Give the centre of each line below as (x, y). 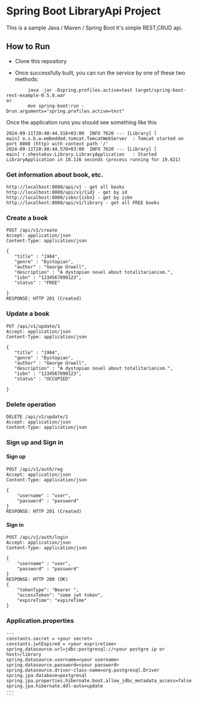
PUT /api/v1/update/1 (33, 326)
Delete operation (31, 404)
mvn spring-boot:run (53, 106)
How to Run (28, 47)
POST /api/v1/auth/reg (34, 470)
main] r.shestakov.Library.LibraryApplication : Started (82, 154)
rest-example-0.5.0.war (36, 95)
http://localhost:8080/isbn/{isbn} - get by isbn (70, 198)
